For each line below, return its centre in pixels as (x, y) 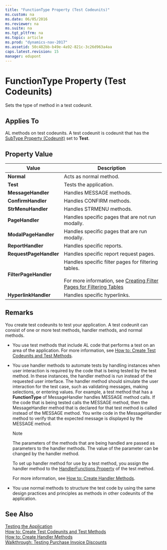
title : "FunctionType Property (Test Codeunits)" (58, 10)
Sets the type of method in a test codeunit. (49, 105)
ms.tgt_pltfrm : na (24, 33)
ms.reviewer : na (22, 24)
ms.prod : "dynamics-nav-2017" (37, 42)
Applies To (22, 121)
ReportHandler (26, 246)
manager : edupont (23, 56)
